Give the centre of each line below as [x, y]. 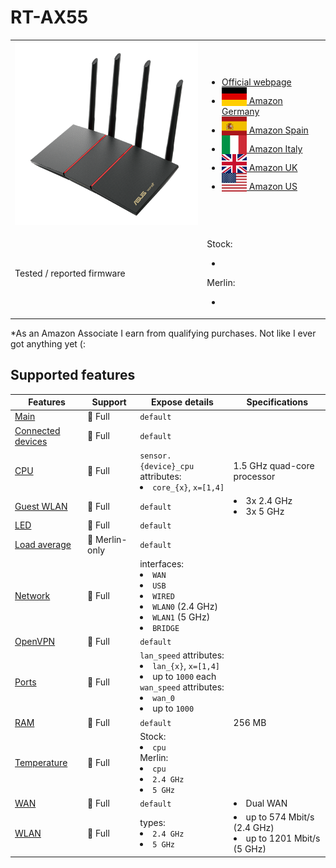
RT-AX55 [49, 17]
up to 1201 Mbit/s [283, 838]
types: [152, 822]
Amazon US [273, 186]
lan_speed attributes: [182, 655]
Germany [240, 111]
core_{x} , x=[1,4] [188, 487]
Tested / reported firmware [70, 273]
